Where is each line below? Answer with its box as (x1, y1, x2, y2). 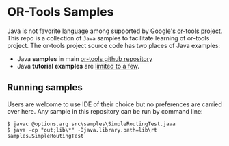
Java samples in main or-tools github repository (16, 54, 153, 62)
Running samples (7, 82, 83, 93)
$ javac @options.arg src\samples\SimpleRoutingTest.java (7, 121, 176, 127)
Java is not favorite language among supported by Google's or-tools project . (7, 27, 223, 35)
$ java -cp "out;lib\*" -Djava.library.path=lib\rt (7, 126, 157, 134)
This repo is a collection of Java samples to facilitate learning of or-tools (7, 34, 210, 42)
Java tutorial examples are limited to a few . (16, 62, 140, 70)
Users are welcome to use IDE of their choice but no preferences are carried (7, 100, 222, 108)
